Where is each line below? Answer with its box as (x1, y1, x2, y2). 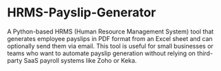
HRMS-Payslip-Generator (7, 5, 156, 20)
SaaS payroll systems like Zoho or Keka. (23, 56, 137, 64)
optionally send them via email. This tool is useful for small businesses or (7, 42, 214, 50)
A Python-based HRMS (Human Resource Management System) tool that (7, 27, 214, 35)
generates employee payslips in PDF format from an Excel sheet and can (7, 34, 213, 42)
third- (196, 49, 213, 57)
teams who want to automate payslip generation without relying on (7, 49, 196, 57)
